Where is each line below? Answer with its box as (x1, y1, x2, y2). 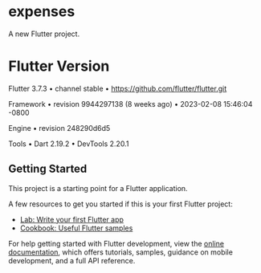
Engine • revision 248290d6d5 (8, 123, 111, 132)
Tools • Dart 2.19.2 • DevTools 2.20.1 (8, 139, 129, 149)
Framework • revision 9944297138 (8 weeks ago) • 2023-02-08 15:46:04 (8, 99, 253, 108)
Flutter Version (8, 57, 110, 75)
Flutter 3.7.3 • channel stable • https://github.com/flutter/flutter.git (8, 84, 227, 93)
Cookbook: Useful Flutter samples (19, 223, 133, 233)
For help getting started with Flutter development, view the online (8, 238, 225, 248)
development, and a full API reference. (8, 255, 136, 265)
